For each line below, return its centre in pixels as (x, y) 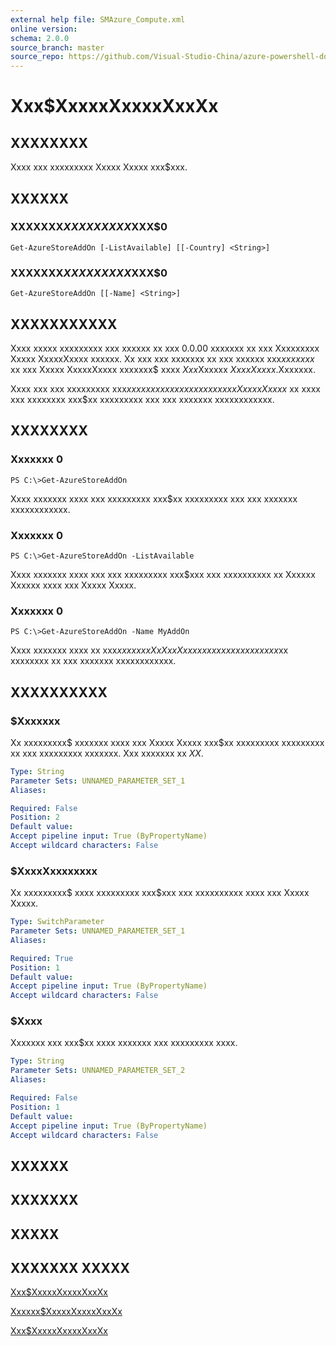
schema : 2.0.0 (40, 38)
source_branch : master (57, 47)
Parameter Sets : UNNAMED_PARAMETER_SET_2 (98, 1071)
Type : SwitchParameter (57, 922)
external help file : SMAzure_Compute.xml (98, 19)
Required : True (42, 958)
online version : (44, 29)
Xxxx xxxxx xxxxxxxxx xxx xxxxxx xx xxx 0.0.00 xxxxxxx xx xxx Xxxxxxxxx (165, 348)
